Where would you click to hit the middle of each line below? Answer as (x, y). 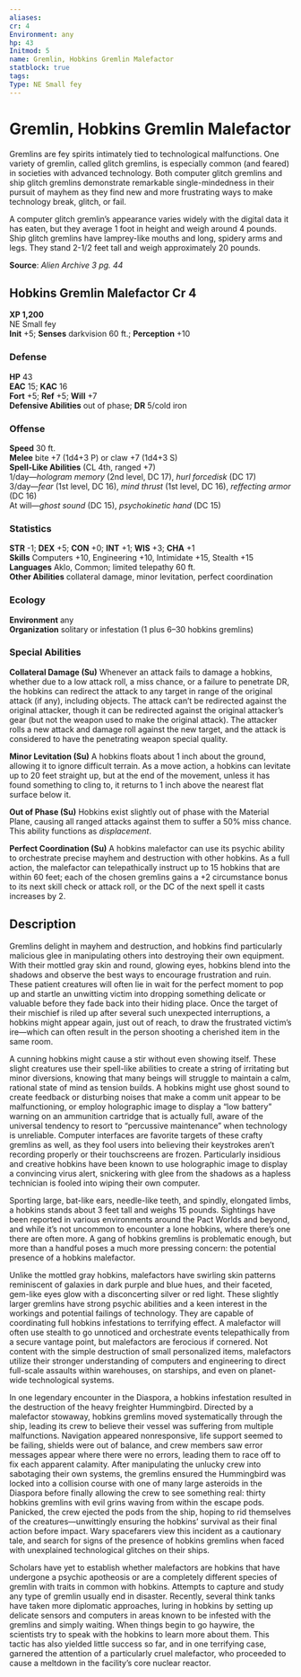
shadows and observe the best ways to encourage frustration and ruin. (140, 975)
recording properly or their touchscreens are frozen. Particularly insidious (145, 1154)
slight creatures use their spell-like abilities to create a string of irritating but (149, 1068)
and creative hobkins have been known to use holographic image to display (149, 1163)
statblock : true (39, 68)
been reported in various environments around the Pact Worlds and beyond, (150, 1219)
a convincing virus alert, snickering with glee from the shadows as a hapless (150, 1173)
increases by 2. (38, 896)
